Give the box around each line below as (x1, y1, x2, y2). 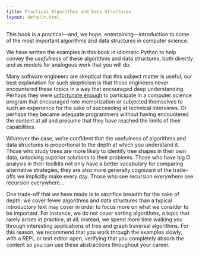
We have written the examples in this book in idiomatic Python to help (6, 48, 176, 55)
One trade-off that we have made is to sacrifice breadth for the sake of (6, 190, 180, 197)
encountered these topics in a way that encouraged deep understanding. (6, 85, 185, 92)
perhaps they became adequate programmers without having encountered (6, 111, 189, 118)
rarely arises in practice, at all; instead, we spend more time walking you (6, 215, 183, 223)
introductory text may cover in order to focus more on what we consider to (6, 203, 189, 210)
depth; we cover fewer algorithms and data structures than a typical (6, 197, 172, 204)
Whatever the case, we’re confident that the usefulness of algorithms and (6, 134, 186, 142)
